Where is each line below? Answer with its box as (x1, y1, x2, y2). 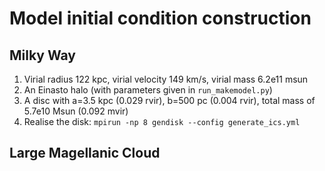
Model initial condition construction (9, 7, 312, 30)
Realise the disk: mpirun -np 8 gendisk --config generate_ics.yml (23, 116, 301, 127)
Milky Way (9, 47, 76, 64)
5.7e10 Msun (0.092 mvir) (23, 105, 129, 117)
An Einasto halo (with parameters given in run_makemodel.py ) (23, 84, 273, 96)
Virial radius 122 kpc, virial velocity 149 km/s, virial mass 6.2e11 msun (23, 73, 309, 85)
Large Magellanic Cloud (9, 145, 161, 162)
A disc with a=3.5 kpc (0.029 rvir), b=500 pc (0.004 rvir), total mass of (23, 95, 316, 106)
